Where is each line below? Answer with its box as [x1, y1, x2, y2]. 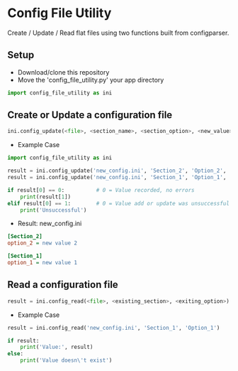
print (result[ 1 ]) [20, 193, 72, 200]
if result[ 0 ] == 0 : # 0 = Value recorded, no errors [7, 186, 195, 193]
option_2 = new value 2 [7, 240, 78, 247]
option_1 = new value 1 [7, 259, 78, 267]
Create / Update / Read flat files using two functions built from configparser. [7, 28, 229, 37]
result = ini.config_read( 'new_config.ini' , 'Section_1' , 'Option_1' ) [7, 324, 220, 331]
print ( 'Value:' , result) [20, 343, 93, 351]
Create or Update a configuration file [7, 109, 173, 122]
